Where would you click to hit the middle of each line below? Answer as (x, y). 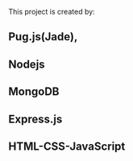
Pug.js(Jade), (43, 37)
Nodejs (27, 64)
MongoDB (34, 92)
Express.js (35, 119)
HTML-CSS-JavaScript (67, 146)
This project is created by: (52, 12)
